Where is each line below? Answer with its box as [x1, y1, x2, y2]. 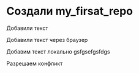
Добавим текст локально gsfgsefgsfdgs [6, 47, 110, 55]
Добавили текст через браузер [6, 36, 88, 43]
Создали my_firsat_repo [6, 4, 133, 18]
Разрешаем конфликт [6, 60, 63, 67]
